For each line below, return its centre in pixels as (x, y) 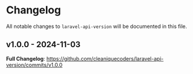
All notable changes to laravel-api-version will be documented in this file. (96, 26)
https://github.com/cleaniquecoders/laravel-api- (105, 58)
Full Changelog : (26, 58)
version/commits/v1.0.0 (34, 65)
